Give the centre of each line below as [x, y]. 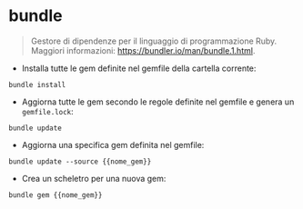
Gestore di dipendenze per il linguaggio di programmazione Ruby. [154, 41]
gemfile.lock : [47, 111]
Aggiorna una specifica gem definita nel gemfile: [113, 144]
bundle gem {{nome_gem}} [56, 195]
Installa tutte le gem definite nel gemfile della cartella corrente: [139, 68]
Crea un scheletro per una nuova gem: [94, 178]
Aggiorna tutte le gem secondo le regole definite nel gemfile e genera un [158, 102]
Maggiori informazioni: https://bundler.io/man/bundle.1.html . [143, 50]
